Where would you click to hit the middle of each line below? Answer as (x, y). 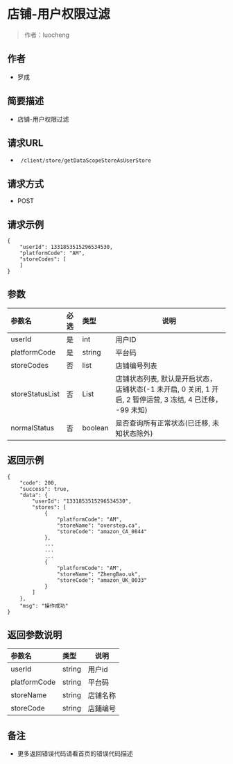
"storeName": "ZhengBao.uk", (98, 574)
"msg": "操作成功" (44, 605)
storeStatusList (35, 393)
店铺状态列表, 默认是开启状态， (166, 378)
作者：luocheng (47, 35)
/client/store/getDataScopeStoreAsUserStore (86, 161)
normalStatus (32, 428)
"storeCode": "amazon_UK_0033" (102, 580)
